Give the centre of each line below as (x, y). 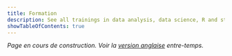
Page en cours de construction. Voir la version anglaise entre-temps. (105, 46)
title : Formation (32, 13)
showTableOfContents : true (46, 26)
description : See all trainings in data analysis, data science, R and (112, 20)
